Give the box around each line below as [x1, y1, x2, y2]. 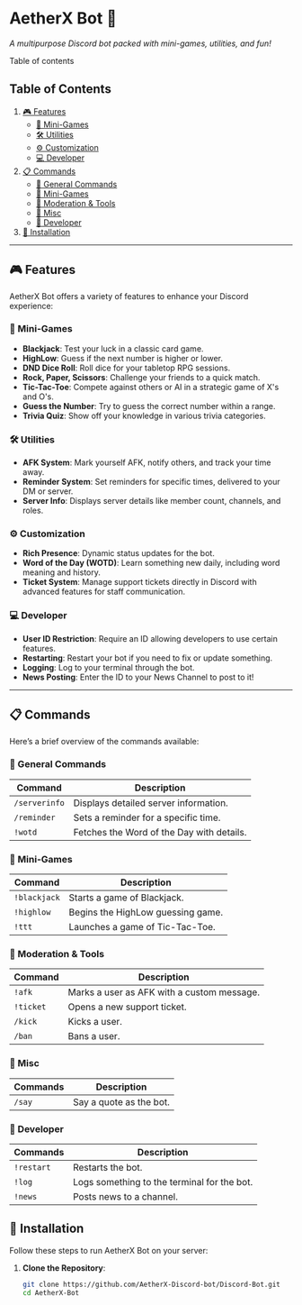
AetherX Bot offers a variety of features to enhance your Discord [9, 290, 249, 301]
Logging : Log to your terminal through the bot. [22, 662, 195, 672]
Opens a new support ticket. [67, 1000, 187, 1013]
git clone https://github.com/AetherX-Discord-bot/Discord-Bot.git [22, 1280, 280, 1289]
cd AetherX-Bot [22, 1288, 80, 1297]
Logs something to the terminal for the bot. [73, 1176, 253, 1189]
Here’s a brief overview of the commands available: [9, 735, 200, 746]
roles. [22, 505, 44, 516]
